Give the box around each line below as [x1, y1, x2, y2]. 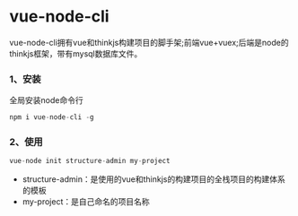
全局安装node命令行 [9, 95, 83, 106]
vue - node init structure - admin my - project [9, 157, 171, 166]
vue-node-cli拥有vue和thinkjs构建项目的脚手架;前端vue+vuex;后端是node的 [9, 37, 289, 48]
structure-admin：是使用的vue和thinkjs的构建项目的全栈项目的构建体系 [22, 174, 285, 185]
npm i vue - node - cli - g [9, 113, 94, 122]
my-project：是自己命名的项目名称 [22, 196, 150, 207]
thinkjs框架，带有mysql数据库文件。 [9, 48, 143, 59]
